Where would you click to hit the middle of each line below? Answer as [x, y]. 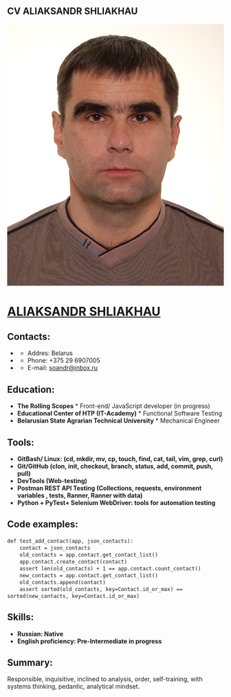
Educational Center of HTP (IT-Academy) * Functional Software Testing [119, 414]
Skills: [21, 618]
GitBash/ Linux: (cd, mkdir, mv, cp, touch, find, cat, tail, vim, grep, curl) [120, 459]
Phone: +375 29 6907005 [64, 361]
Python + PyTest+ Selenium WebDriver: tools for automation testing [116, 503]
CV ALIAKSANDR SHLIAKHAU [73, 11]
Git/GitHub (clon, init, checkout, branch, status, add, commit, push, [115, 467]
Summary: [30, 663]
